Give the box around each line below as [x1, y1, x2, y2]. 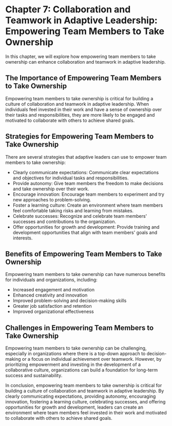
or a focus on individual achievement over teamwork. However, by [22, 356, 162, 362]
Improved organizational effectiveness [12, 308, 94, 314]
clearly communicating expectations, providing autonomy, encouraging [5, 393, 156, 399]
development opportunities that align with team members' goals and [12, 229, 158, 235]
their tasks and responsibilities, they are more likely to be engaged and [5, 112, 155, 118]
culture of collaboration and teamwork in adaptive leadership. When [5, 101, 149, 107]
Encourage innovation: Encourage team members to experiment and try [12, 191, 164, 197]
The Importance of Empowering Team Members [5, 73, 162, 83]
